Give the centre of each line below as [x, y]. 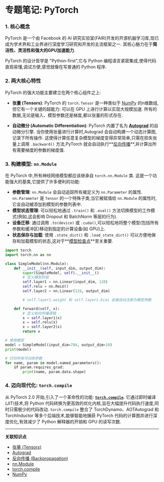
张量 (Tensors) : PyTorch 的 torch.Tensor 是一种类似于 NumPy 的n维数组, [85, 103]
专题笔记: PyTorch [42, 10]
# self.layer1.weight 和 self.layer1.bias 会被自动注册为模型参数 [87, 300]
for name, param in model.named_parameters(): [53, 363]
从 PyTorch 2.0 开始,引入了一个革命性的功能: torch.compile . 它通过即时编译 [81, 397]
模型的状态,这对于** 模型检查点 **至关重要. [71, 241]
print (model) [18, 349]
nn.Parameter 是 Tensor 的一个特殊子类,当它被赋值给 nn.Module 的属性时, [84, 198]
